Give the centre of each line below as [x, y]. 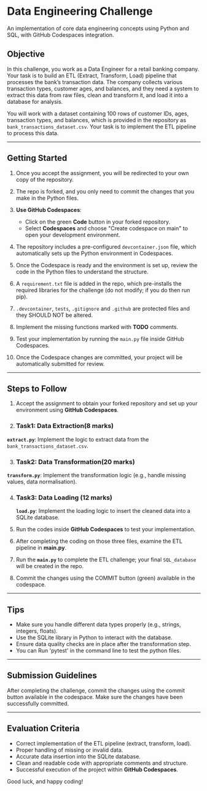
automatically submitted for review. [60, 364]
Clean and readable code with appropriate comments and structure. [102, 763]
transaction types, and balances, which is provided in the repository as [97, 120]
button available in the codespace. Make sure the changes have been [95, 697]
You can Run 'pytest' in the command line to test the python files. [98, 651]
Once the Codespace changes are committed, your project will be [99, 357]
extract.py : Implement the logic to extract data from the [78, 439]
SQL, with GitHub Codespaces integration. [61, 34]
